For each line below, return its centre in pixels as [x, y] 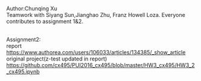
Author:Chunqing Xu [32, 8]
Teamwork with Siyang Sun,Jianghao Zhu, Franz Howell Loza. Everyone [96, 15]
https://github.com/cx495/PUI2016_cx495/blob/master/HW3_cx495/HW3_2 [100, 65]
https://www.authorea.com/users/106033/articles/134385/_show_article [96, 52]
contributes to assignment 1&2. [45, 21]
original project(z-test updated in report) [57, 59]
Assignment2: [24, 39]
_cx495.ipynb [23, 72]
